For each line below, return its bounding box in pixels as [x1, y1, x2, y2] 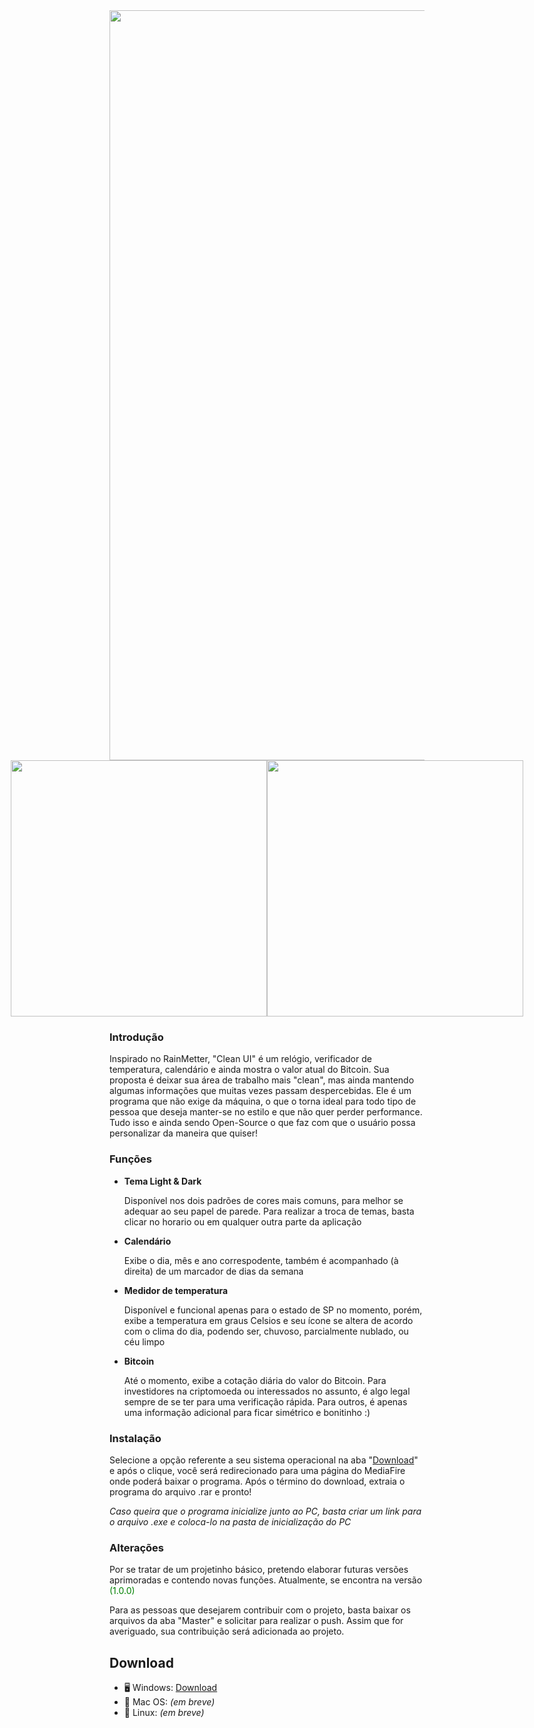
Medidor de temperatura [123, 1284, 229, 1296]
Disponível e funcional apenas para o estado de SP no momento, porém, [123, 1304, 423, 1316]
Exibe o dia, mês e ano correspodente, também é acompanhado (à [123, 1254, 399, 1266]
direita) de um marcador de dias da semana [123, 1265, 304, 1277]
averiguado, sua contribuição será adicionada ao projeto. [109, 1625, 345, 1638]
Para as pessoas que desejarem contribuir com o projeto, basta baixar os [109, 1604, 411, 1616]
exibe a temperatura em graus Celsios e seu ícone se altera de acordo [123, 1314, 414, 1326]
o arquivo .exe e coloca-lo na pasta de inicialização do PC [109, 1515, 352, 1528]
